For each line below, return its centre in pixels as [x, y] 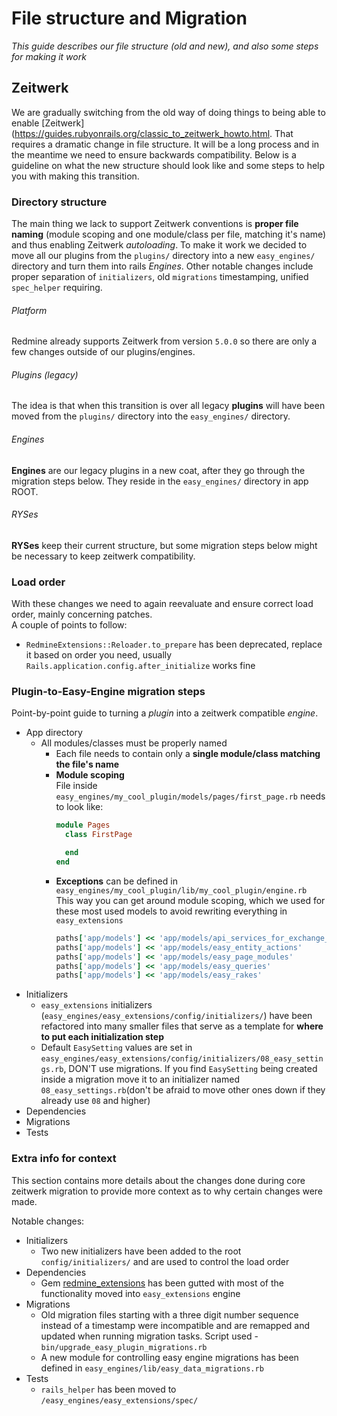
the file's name [87, 764]
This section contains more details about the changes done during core [158, 1180]
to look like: [79, 807]
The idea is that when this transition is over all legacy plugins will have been [168, 406]
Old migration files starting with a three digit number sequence [169, 1314]
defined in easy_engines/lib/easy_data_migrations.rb [152, 1368]
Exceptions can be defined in [116, 881]
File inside [76, 786]
